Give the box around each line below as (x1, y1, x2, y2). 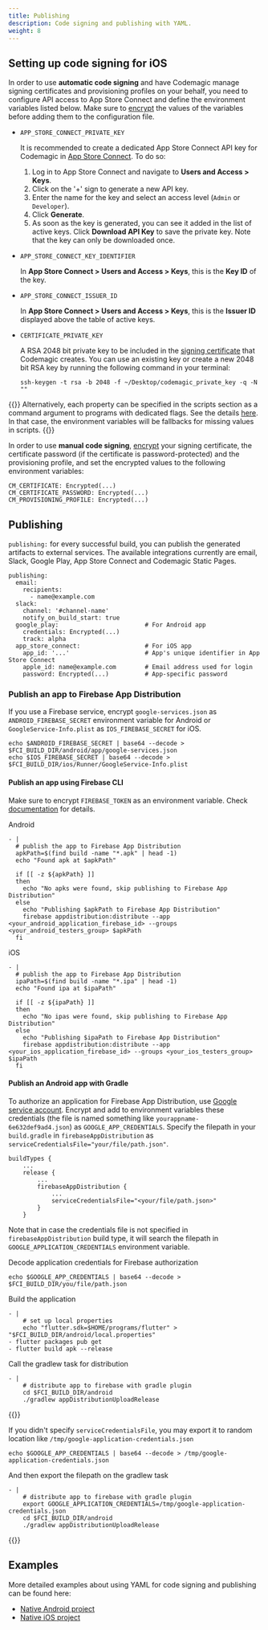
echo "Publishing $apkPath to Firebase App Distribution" (22, 905, 221, 913)
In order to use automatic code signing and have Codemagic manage (8, 78, 240, 88)
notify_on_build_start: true (22, 614, 120, 622)
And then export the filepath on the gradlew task (8, 1470, 169, 1480)
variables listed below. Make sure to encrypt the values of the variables (8, 104, 244, 113)
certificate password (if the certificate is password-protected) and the (8, 449, 240, 459)
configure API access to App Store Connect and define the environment (8, 95, 246, 104)
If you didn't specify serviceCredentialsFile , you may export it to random (8, 1425, 253, 1435)
